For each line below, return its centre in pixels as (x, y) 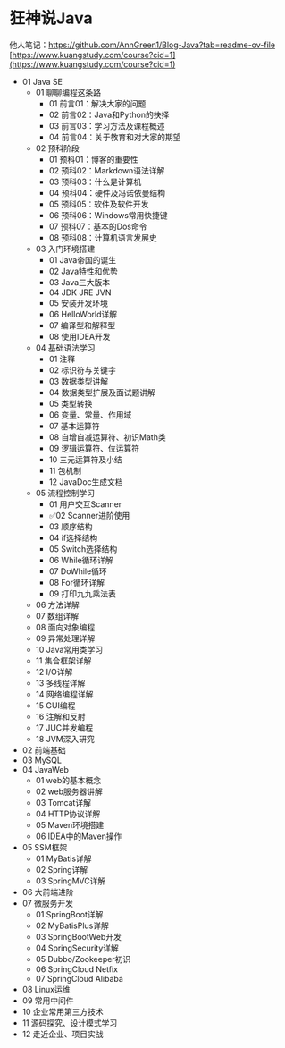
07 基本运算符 (74, 426)
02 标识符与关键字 (82, 370)
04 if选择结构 (73, 537)
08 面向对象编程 (65, 627)
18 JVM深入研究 (65, 739)
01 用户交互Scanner (85, 504)
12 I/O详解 (54, 672)
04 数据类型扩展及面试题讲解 (102, 392)
